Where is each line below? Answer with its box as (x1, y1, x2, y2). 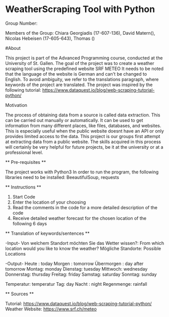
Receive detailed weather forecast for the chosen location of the (12, 215, 147, 221)
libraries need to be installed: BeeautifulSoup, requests (5, 174, 120, 180)
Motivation (5, 102, 28, 108)
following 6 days (12, 220, 47, 226)
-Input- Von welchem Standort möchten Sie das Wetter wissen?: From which (5, 240, 164, 246)
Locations (5, 250, 26, 257)
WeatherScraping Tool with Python (5, 4, 155, 15)
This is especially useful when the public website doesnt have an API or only (5, 128, 164, 134)
